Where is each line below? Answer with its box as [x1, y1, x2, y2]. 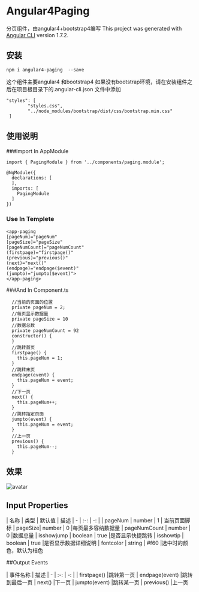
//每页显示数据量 [11, 310, 49, 316]
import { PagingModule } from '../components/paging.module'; [6, 159, 165, 165]
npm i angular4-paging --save [6, 67, 85, 73]
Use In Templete [6, 215, 55, 223]
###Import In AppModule [6, 147, 69, 154]
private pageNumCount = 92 [11, 327, 79, 334]
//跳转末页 [11, 366, 35, 373]
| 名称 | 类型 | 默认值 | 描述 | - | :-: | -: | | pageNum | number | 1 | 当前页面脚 [6, 517, 191, 524]
